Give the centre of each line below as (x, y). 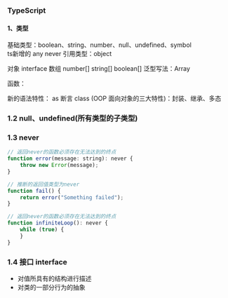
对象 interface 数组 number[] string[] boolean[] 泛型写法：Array (99, 69)
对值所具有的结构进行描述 (54, 278)
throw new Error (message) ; (59, 165)
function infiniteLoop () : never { (58, 223)
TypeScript (27, 11)
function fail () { (34, 191)
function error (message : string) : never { (70, 159)
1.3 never (24, 137)
